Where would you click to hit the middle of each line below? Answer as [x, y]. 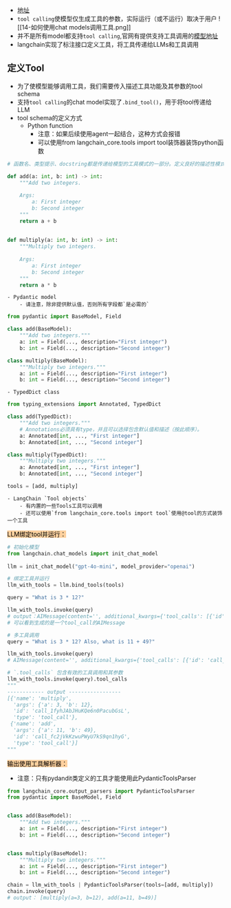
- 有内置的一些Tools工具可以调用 [61, 506]
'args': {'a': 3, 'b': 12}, [54, 705]
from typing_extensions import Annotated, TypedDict [84, 404]
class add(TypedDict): [40, 417]
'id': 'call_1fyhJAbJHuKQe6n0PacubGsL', [72, 711]
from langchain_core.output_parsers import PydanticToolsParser [101, 791]
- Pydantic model [32, 298]
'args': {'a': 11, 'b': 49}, [55, 731]
